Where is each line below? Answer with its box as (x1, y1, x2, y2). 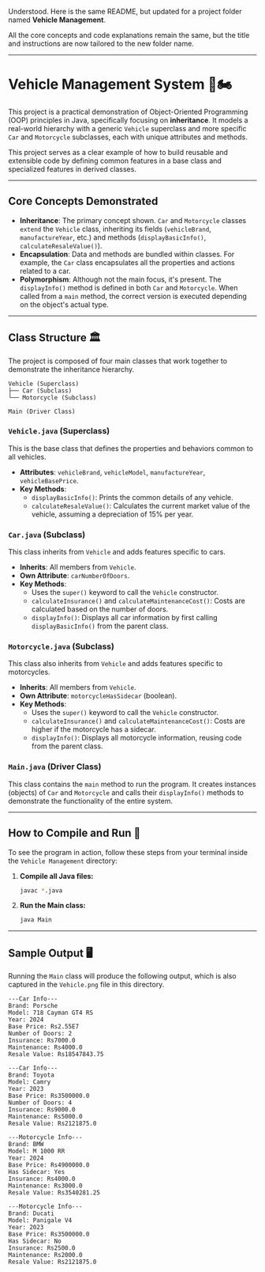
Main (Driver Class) (8, 407, 77, 415)
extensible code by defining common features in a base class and (8, 156, 222, 165)
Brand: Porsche (8, 1002, 58, 1010)
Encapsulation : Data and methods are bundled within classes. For (19, 249, 235, 259)
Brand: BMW (8, 1141, 44, 1149)
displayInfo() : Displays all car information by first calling (31, 613, 218, 623)
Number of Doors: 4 (8, 1099, 73, 1107)
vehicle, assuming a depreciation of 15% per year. (31, 509, 194, 519)
